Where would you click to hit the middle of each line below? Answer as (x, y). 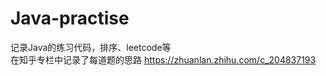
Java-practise (70, 18)
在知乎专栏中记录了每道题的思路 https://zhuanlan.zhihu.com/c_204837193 (163, 59)
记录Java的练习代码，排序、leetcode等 (91, 47)
